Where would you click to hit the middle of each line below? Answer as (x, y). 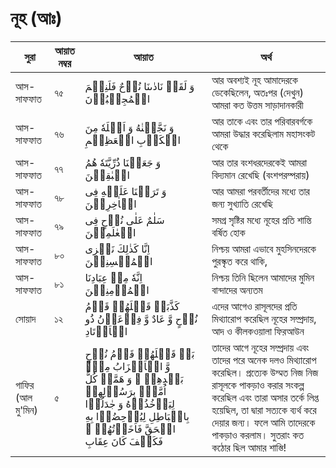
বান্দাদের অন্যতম (237, 290)
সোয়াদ (26, 319)
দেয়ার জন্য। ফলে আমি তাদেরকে (263, 422)
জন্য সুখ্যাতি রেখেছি (242, 204)
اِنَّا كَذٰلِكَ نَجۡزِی (117, 249)
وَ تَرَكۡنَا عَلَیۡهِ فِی (125, 191)
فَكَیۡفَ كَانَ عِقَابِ (123, 441)
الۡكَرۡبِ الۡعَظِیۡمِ (133, 140)
